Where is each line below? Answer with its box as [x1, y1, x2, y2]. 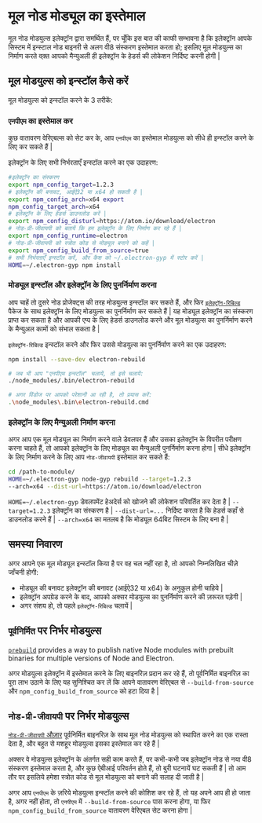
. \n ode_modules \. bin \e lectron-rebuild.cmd [8, 398, 149, 407]
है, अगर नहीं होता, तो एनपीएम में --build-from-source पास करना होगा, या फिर [8, 797, 211, 807]
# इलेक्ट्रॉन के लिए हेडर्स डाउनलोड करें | [8, 210, 107, 218]
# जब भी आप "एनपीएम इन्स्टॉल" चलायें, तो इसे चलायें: [8, 369, 144, 378]
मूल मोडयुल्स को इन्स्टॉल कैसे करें [8, 75, 129, 88]
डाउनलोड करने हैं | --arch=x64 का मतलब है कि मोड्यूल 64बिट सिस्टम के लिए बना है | [8, 514, 229, 525]
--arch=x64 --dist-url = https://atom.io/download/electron [8, 483, 202, 491]
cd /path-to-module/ [8, 468, 76, 476]
